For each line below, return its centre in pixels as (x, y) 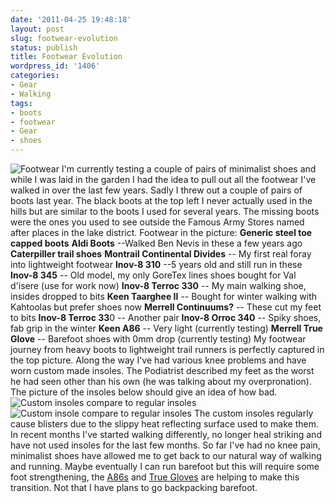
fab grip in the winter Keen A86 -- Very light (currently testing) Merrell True (166, 328)
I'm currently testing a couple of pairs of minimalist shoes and (189, 169)
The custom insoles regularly (253, 413)
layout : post (37, 29)
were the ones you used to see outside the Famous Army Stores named (157, 222)
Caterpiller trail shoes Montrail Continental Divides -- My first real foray (161, 254)
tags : (21, 103)
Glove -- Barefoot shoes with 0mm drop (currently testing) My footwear (158, 339)
